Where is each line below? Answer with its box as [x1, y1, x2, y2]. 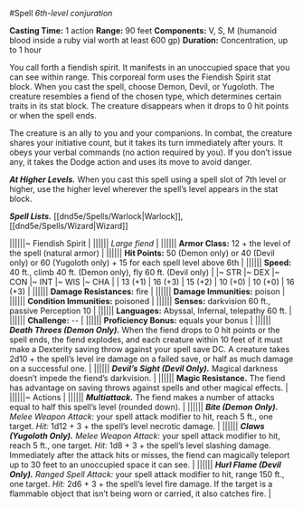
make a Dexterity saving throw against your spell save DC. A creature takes [9, 344, 290, 354]
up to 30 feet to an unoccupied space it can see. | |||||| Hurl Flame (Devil [9, 459, 282, 470]
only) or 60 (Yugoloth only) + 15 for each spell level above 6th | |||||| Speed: [9, 257, 292, 268]
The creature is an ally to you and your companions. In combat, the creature [9, 128, 292, 139]
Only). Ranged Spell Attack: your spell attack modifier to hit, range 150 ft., [9, 469, 285, 479]
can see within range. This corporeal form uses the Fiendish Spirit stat [9, 72, 271, 82]
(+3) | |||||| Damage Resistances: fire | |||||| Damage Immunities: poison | [9, 286, 286, 297]
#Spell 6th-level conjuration [9, 8, 113, 18]
